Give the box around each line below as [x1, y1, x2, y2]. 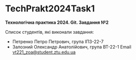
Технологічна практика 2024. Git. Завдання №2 [5, 19, 109, 25]
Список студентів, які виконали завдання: [5, 29, 94, 35]
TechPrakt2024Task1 [5, 3, 95, 14]
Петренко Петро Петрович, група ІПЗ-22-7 [12, 38, 104, 45]
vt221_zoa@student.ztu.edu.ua [12, 49, 76, 55]
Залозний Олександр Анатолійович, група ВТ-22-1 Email [12, 44, 132, 50]
